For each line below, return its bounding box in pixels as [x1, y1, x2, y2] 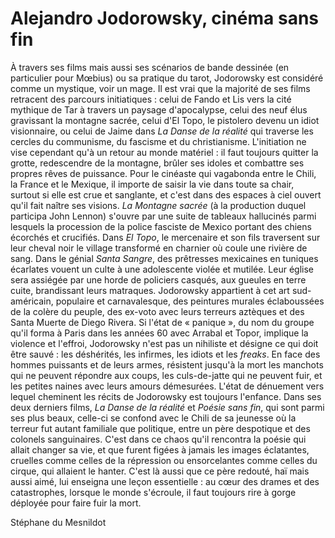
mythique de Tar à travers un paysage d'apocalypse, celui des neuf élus [10, 103, 308, 116]
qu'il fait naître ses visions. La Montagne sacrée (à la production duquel [10, 199, 307, 211]
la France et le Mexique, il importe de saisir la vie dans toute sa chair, [10, 178, 295, 190]
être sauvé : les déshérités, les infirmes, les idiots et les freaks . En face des [10, 348, 321, 360]
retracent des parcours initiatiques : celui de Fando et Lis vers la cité [10, 93, 292, 105]
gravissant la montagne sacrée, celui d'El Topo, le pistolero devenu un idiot [10, 114, 320, 126]
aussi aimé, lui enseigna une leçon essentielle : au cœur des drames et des [10, 475, 320, 487]
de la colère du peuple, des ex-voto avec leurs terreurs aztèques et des [10, 305, 305, 317]
